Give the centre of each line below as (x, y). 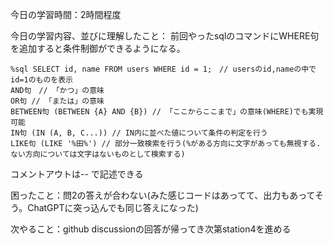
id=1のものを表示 (41, 80)
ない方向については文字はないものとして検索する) (98, 154)
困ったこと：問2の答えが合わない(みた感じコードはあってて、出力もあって (163, 195)
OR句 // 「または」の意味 (57, 101)
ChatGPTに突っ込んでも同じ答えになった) (113, 207)
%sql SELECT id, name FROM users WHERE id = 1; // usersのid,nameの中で (163, 69)
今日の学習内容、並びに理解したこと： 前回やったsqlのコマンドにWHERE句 (165, 36)
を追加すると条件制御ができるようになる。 (98, 48)
